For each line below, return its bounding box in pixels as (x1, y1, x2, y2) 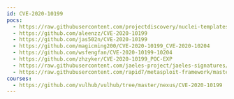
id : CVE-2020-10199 (6, 10, 64, 17)
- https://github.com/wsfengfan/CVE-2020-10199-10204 (13, 49, 173, 56)
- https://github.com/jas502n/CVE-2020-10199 (13, 36, 148, 43)
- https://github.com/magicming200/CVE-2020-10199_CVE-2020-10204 (13, 43, 210, 49)
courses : (6, 75, 32, 82)
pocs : (6, 17, 22, 24)
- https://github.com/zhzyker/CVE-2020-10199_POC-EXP (13, 56, 173, 63)
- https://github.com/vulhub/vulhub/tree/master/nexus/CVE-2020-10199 (13, 82, 223, 89)
